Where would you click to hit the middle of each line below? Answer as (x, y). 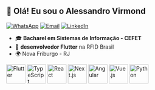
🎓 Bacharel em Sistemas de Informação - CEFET (78, 38)
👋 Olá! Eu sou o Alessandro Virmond (76, 11)
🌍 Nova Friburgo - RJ (42, 54)
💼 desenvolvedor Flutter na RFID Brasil (64, 47)
